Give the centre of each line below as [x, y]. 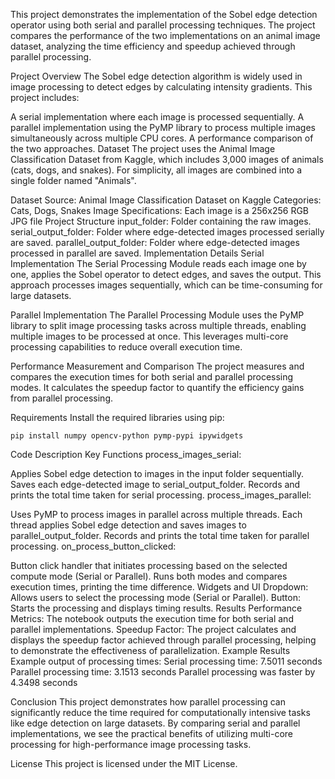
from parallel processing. [62, 398]
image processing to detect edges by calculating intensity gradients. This [161, 87]
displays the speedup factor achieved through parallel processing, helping [163, 640]
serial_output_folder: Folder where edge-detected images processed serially [167, 232]
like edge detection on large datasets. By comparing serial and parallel [155, 723]
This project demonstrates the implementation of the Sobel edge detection [164, 14]
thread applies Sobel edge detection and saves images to [128, 525]
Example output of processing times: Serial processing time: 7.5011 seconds [166, 661]
